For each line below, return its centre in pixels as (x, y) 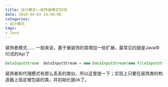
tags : (11, 28)
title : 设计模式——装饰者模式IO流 (36, 10)
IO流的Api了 (17, 54)
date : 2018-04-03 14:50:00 (33, 14)
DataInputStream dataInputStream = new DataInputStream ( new (70, 63)
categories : (17, 19)
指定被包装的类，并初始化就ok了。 (54, 80)
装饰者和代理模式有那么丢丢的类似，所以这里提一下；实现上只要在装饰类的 (82, 73)
